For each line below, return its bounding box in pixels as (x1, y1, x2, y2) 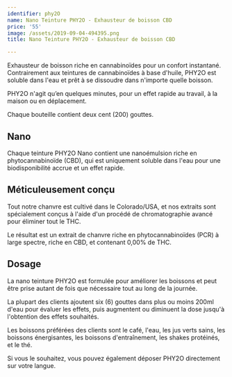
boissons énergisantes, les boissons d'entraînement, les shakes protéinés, (7, 333, 220, 342)
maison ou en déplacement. (7, 97, 87, 105)
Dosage (7, 258, 42, 270)
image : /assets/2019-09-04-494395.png (7, 29, 119, 37)
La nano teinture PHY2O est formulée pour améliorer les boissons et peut (7, 276, 217, 285)
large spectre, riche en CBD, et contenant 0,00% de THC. (7, 238, 172, 246)
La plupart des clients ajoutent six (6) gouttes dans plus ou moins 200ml (7, 297, 214, 306)
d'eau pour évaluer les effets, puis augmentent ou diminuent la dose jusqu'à (7, 305, 225, 313)
